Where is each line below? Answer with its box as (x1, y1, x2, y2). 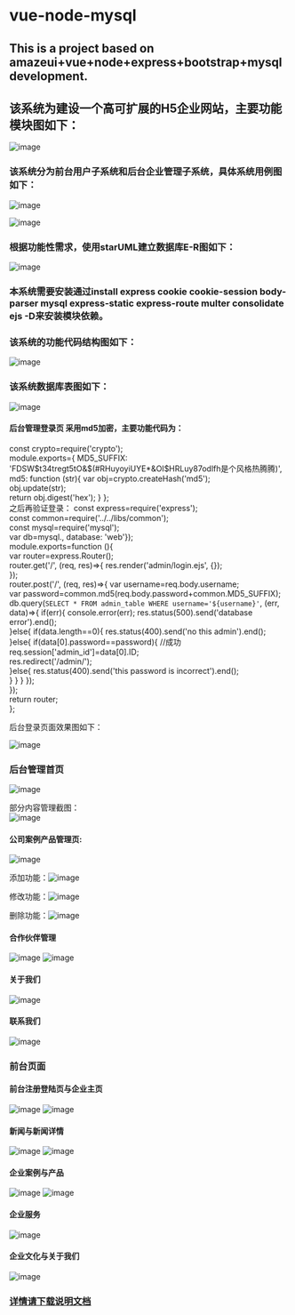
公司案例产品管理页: (9, 833, 83, 845)
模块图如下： (9, 117, 80, 132)
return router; (9, 694, 59, 704)
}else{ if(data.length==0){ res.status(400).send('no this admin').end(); (9, 626, 267, 637)
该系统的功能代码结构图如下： (9, 335, 138, 348)
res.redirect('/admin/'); (9, 655, 92, 667)
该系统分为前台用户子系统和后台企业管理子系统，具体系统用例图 (9, 165, 283, 178)
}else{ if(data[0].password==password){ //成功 (9, 637, 182, 647)
